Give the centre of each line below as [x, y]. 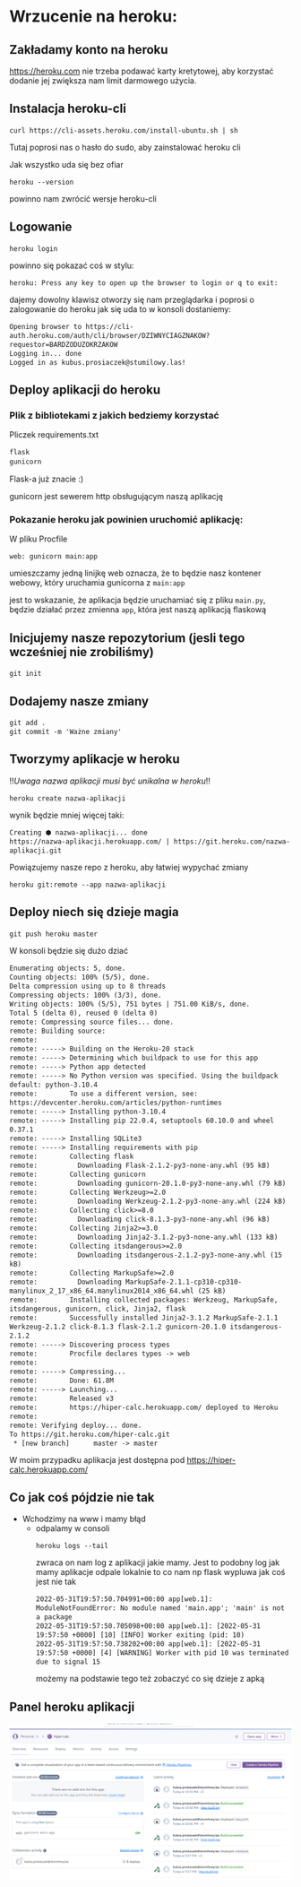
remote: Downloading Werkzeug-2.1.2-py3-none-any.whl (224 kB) [148, 1201]
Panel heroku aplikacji [72, 1706]
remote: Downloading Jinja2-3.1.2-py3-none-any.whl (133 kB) [144, 1237]
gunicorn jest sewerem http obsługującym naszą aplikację [116, 497]
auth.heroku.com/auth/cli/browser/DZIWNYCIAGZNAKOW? [110, 335]
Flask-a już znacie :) [47, 479]
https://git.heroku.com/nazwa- [232, 841]
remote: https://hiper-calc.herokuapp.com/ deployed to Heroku [144, 1407]
